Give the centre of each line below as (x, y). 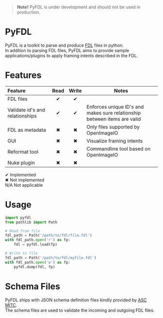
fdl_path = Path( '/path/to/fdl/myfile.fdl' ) (51, 258)
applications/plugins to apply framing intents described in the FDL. (72, 55)
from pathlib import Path (31, 222)
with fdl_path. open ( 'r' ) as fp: (38, 240)
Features (23, 75)
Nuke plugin (21, 162)
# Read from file (23, 231)
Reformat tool (23, 152)
